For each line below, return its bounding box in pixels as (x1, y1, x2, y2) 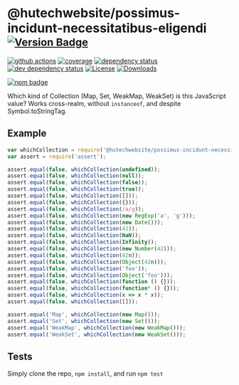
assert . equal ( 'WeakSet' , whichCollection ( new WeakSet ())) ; (7, 331, 186, 338)
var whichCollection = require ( (7, 146, 103, 154)
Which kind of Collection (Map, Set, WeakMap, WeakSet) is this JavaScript (7, 91, 226, 100)
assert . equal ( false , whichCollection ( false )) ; (7, 179, 148, 186)
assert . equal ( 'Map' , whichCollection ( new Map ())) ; (7, 311, 161, 318)
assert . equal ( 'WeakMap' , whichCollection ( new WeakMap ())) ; (7, 324, 186, 332)
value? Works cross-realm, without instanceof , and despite (7, 99, 181, 107)
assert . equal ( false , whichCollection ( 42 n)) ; (7, 251, 142, 259)
